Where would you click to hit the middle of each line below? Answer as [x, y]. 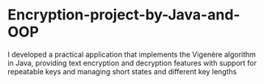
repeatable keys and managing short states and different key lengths [122, 71]
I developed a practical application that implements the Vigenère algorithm [132, 54]
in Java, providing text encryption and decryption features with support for [132, 63]
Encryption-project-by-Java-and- [124, 15]
